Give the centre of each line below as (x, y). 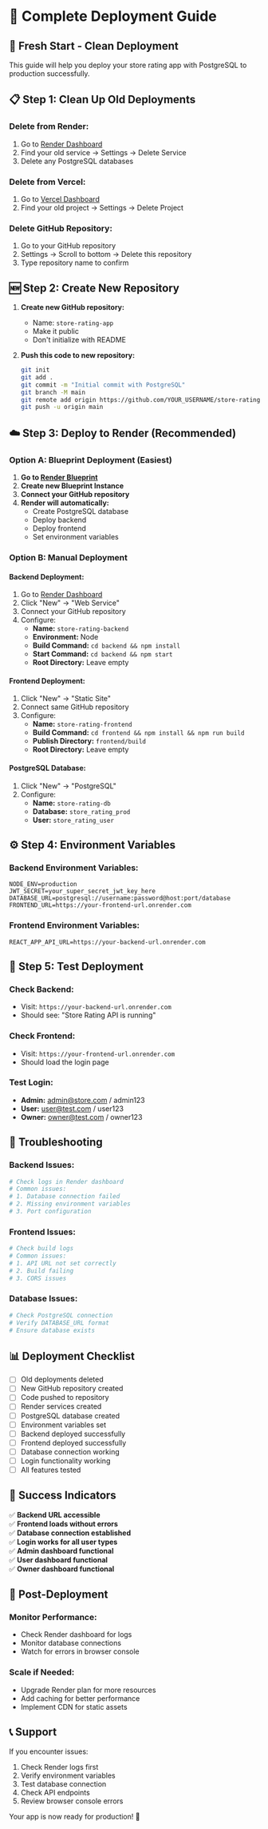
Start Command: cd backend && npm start (102, 654)
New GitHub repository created (72, 1389)
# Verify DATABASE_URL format (59, 1323)
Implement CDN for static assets (74, 1707)
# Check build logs (41, 1249)
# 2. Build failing (41, 1271)
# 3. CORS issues (38, 1278)
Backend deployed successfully (73, 1434)
